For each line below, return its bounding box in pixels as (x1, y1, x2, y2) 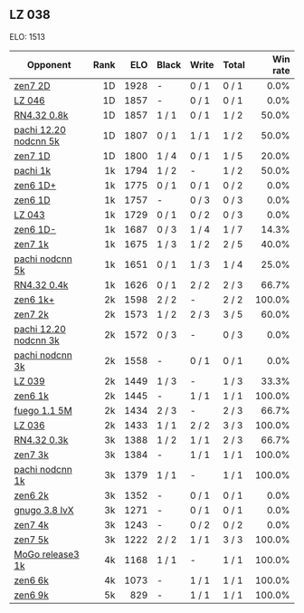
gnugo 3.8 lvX (14, 503, 74, 516)
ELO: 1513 (9, 31, 45, 42)
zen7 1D (14, 149, 51, 162)
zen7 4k (14, 518, 50, 531)
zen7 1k (14, 237, 50, 250)
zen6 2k (14, 489, 50, 502)
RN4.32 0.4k (14, 278, 69, 291)
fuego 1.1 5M (14, 404, 72, 417)
